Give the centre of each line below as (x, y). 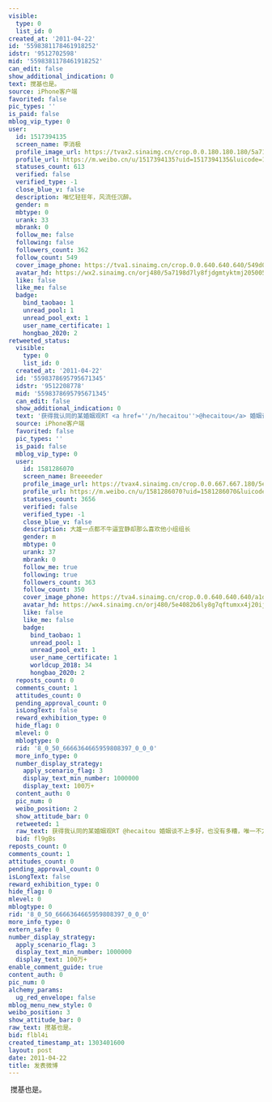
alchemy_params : (36, 990)
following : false (45, 243)
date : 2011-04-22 (38, 1058)
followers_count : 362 (52, 250)
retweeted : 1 (38, 824)
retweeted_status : (39, 341)
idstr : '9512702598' (43, 54)
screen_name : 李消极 (49, 144)
